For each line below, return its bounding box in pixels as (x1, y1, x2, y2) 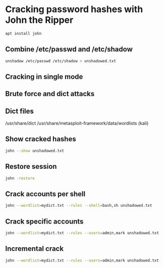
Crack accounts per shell (5, 190, 86, 198)
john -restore (5, 175, 35, 181)
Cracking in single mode (5, 72, 83, 81)
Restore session (5, 162, 57, 171)
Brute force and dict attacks (5, 90, 95, 98)
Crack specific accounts (5, 217, 84, 226)
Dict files (5, 107, 34, 115)
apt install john (5, 31, 42, 36)
